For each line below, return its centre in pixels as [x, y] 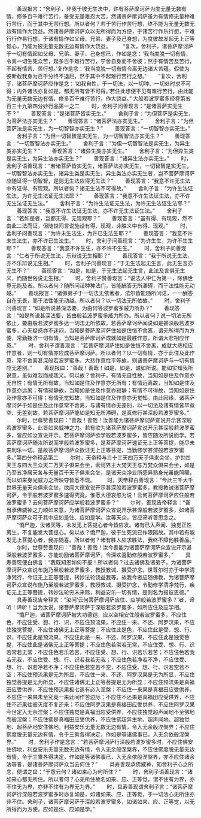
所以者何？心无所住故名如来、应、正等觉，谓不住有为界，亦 [121, 779]
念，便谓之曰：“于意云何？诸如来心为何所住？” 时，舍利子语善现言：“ [97, 772]
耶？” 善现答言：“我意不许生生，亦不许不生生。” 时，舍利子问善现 [96, 248]
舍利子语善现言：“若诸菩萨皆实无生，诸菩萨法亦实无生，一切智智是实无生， [99, 166]
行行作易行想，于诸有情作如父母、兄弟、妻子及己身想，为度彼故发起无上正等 [100, 39]
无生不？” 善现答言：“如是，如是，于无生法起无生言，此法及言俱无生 [96, 270]
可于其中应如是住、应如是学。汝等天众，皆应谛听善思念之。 [106, 517]
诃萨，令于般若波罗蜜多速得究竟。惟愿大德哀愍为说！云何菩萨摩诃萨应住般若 [100, 495]
